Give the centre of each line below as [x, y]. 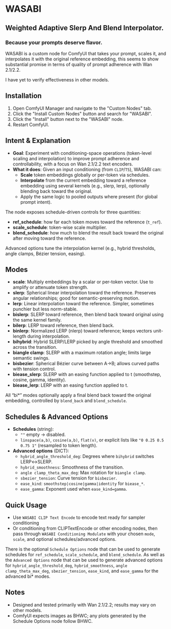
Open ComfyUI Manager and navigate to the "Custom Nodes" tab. [82, 108]
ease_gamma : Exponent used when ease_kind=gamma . [74, 489]
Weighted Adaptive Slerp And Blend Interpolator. [84, 28]
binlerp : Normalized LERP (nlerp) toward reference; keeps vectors [82, 331]
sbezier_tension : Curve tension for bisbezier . [69, 478]
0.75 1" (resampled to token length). [59, 446]
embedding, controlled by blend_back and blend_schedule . [66, 401]
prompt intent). [36, 202]
